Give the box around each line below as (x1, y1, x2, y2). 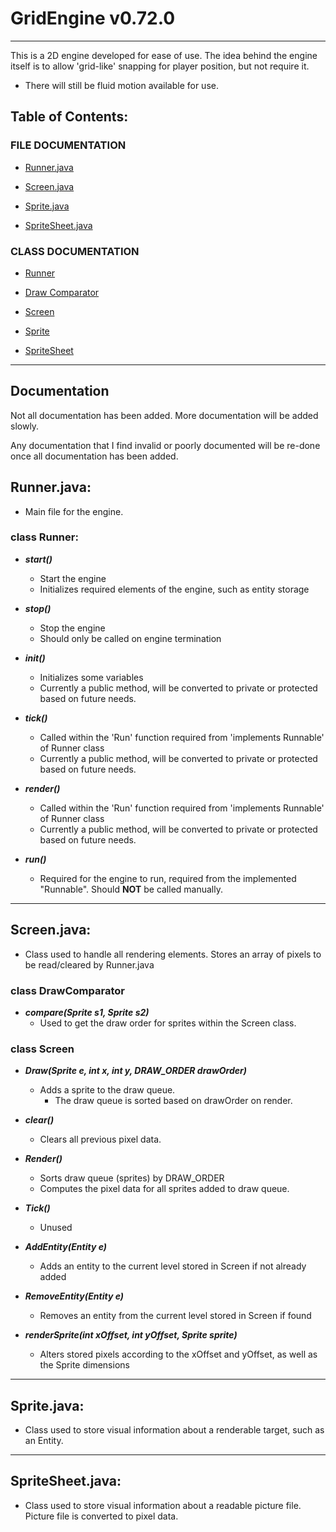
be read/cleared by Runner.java (24, 958, 155, 971)
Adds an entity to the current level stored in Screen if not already (39, 1260, 307, 1272)
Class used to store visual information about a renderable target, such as (24, 1424, 325, 1436)
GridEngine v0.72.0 (10, 7, 176, 30)
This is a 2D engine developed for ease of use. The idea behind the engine (10, 49, 318, 61)
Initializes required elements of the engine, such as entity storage (39, 583, 310, 595)
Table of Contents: (10, 108, 129, 126)
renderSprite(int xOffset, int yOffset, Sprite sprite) (24, 1329, 238, 1341)
